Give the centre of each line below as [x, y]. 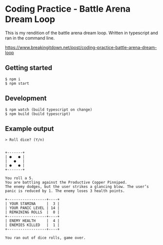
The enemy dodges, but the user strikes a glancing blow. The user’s [77, 187]
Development [26, 98]
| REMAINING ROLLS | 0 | [32, 212]
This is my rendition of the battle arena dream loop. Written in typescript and [81, 33]
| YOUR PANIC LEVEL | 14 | [32, 208]
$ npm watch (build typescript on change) [49, 110]
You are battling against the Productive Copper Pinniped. [66, 183]
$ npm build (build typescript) [38, 114]
